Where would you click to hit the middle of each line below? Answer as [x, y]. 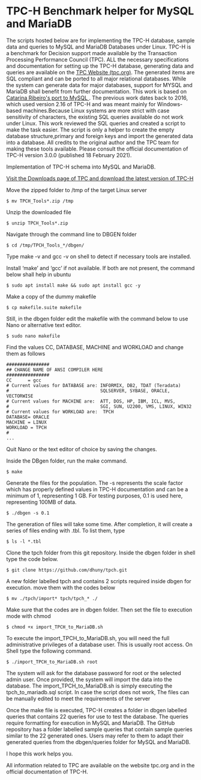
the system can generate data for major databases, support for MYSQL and [100, 85]
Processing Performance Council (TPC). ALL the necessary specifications [97, 59]
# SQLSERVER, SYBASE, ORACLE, [88, 391]
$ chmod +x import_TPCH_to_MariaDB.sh [55, 627]
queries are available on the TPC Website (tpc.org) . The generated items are [100, 72]
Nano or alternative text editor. [44, 325]
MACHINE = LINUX [26, 422]
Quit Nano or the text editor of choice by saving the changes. [82, 449]
